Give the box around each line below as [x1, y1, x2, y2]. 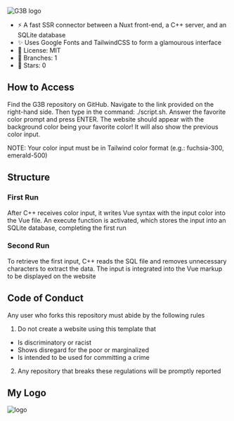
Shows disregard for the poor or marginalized [17, 345, 150, 354]
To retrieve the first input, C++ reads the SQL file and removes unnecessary [7, 257, 227, 265]
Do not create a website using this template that [17, 324, 157, 333]
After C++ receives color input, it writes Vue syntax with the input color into [7, 208, 226, 217]
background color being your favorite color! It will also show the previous [7, 122, 219, 131]
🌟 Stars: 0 [17, 61, 46, 70]
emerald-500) [7, 151, 48, 160]
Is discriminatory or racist [17, 338, 92, 346]
